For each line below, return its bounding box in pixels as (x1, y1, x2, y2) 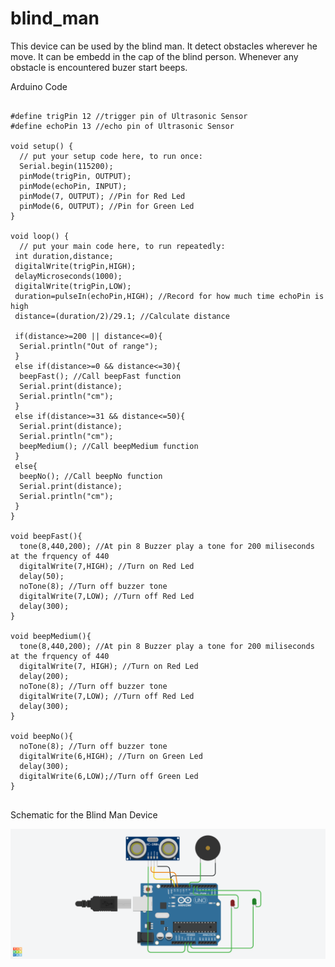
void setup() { (10, 141, 74, 151)
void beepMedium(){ (10, 631, 92, 641)
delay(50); (19, 571, 65, 581)
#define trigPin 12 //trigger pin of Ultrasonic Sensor (10, 111, 248, 121)
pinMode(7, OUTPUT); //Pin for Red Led (19, 191, 186, 201)
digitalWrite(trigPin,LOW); (14, 281, 132, 291)
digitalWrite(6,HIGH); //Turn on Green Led (19, 751, 203, 761)
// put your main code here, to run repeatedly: (19, 241, 226, 251)
